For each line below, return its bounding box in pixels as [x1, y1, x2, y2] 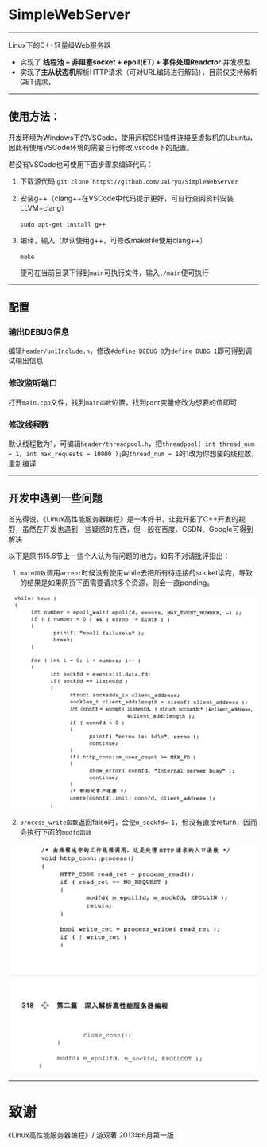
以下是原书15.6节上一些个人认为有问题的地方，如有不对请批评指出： [8, 551, 230, 560]
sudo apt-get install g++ [19, 220, 106, 228]
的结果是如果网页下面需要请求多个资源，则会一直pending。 [19, 578, 215, 587]
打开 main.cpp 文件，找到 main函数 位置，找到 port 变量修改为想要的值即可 [8, 397, 238, 407]
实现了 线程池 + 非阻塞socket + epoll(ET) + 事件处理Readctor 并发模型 [19, 57, 251, 67]
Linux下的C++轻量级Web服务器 [8, 40, 111, 49]
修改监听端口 [8, 378, 58, 389]
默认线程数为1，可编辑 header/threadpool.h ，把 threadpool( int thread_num [8, 439, 255, 448]
